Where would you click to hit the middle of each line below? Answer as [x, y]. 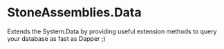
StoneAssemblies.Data [74, 13]
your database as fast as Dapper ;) [56, 38]
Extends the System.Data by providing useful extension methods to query [112, 31]
